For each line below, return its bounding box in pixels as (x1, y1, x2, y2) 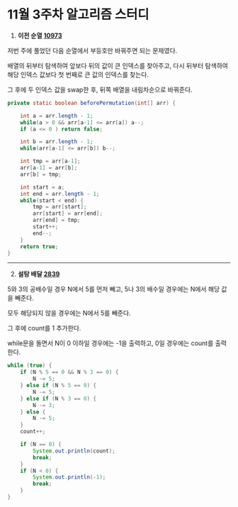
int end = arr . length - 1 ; (20, 190, 100, 197)
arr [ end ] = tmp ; (33, 217, 81, 224)
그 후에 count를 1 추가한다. (7, 324, 81, 333)
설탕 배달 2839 (17, 270, 60, 279)
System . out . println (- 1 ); (33, 474, 106, 481)
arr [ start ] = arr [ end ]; (33, 210, 103, 217)
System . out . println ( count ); (33, 447, 115, 455)
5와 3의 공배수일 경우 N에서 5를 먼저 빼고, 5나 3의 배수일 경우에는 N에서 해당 (7, 285, 220, 294)
